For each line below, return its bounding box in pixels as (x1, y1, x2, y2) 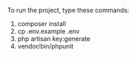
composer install (17, 20, 66, 27)
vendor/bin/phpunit (17, 42, 74, 50)
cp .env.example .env (17, 27, 80, 35)
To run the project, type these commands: (7, 6, 130, 14)
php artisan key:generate (17, 34, 91, 43)
